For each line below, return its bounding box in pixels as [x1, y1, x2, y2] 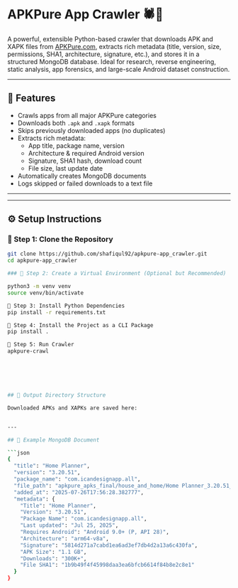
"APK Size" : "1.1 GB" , [20, 548, 87, 555]
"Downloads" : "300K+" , [20, 555, 87, 562]
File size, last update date [28, 164, 103, 172]
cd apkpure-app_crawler [7, 257, 78, 264]
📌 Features [7, 92, 56, 105]
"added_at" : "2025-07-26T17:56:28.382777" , [13, 488, 144, 496]
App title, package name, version [28, 141, 125, 150]
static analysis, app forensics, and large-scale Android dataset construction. [7, 65, 230, 73]
